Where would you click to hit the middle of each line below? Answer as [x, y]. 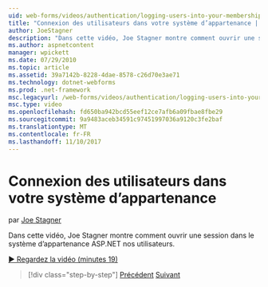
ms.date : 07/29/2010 [43, 61]
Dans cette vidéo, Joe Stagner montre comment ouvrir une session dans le [132, 235]
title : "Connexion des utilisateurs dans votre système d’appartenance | [134, 23]
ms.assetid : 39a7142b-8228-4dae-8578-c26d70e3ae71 [94, 75]
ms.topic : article [39, 68]
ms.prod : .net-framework [49, 90]
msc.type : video [35, 104]
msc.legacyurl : [33, 97]
